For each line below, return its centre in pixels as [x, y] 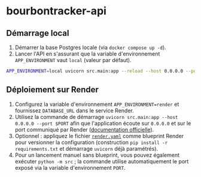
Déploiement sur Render [52, 90]
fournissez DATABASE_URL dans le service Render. [74, 110]
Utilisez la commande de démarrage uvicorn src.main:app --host [96, 117]
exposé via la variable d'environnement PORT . [70, 167]
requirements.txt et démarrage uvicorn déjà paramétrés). [86, 148]
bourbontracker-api [56, 11]
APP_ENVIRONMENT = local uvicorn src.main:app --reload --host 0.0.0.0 [95, 71]
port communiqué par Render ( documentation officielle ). [84, 129]
